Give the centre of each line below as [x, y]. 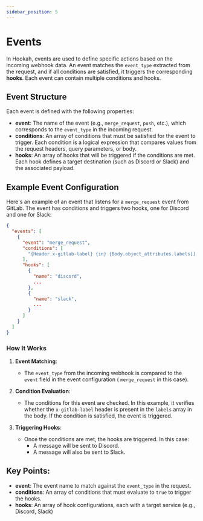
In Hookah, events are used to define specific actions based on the [90, 59]
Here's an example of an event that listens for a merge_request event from [98, 202]
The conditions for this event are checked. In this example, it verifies [109, 402]
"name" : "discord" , [58, 277]
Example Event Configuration [63, 187]
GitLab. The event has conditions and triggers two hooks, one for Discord [98, 208]
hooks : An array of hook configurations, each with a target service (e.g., [105, 505]
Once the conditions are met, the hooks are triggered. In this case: [106, 439]
